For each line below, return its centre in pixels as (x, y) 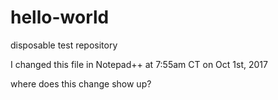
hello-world (60, 17)
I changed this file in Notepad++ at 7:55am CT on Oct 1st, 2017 (139, 64)
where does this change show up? (81, 83)
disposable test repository (64, 45)
